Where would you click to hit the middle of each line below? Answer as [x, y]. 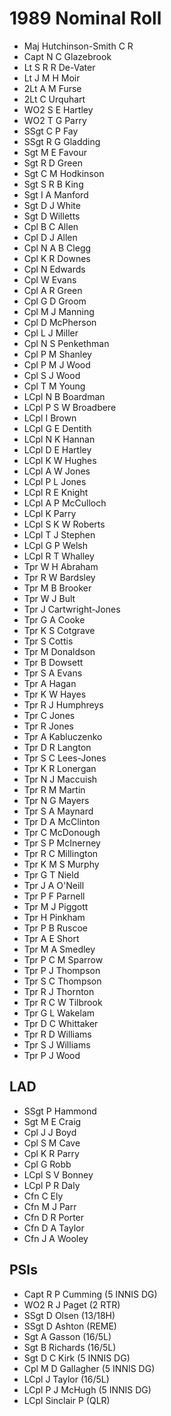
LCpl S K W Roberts [64, 524]
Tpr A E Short [51, 938]
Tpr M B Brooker [57, 588]
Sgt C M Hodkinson [64, 173]
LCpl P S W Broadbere [70, 407]
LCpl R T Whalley [59, 556]
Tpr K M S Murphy [61, 864]
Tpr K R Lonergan [60, 768]
